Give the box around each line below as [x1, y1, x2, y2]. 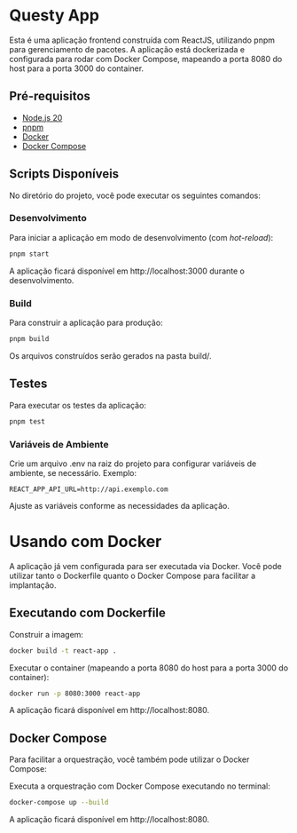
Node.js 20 [21, 112, 63, 123]
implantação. [9, 579, 57, 591]
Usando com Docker [9, 532, 162, 551]
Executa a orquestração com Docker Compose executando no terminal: [9, 781, 270, 791]
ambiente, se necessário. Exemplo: [9, 467, 137, 478]
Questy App [9, 5, 100, 26]
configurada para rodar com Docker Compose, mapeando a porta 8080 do [9, 53, 283, 64]
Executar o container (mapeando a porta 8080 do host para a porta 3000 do [9, 662, 289, 673]
